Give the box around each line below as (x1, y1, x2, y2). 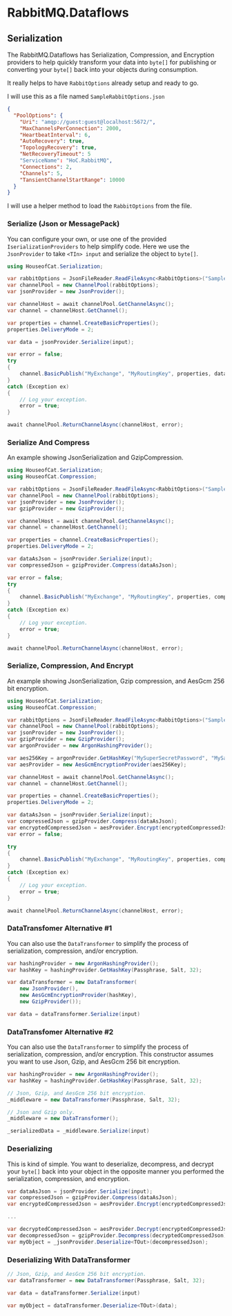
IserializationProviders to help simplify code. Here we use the (7, 242, 190, 250)
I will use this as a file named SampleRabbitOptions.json (7, 92, 165, 100)
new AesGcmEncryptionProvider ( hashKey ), (19, 991, 137, 999)
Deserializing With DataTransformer (7, 1254, 131, 1264)
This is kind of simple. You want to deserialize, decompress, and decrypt (7, 1160, 214, 1168)
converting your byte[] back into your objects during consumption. (7, 66, 198, 73)
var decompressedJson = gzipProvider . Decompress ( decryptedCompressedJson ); (7, 1232, 230, 1239)
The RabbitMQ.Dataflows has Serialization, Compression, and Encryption (7, 51, 215, 59)
